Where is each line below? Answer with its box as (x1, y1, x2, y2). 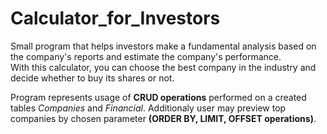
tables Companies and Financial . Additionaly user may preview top (10, 102, 287, 114)
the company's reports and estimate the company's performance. (10, 50, 282, 62)
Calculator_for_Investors (10, 7, 221, 30)
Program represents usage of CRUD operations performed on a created (10, 91, 307, 103)
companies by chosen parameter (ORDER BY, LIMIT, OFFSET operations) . (10, 112, 317, 124)
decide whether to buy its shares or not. (10, 72, 175, 84)
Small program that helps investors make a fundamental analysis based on (10, 40, 317, 52)
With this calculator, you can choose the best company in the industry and (10, 61, 317, 73)
